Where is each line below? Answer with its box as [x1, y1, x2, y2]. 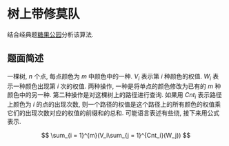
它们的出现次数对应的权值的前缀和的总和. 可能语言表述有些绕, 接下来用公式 [7, 109, 219, 117]
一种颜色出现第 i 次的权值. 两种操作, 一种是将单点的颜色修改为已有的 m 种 [12, 82, 221, 90]
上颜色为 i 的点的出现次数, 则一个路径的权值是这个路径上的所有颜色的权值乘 [7, 101, 221, 109]
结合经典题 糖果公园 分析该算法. [7, 30, 94, 39]
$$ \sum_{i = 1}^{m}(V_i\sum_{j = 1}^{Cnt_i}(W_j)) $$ [41, 132, 191, 140]
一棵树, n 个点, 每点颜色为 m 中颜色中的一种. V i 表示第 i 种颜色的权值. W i [7, 72, 212, 82]
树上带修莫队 [7, 6, 81, 22]
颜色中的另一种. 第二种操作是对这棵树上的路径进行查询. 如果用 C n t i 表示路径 [7, 90, 222, 101]
